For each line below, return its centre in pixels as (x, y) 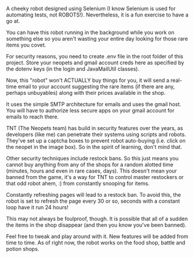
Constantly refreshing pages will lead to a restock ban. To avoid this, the (93, 195)
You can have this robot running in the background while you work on (90, 32)
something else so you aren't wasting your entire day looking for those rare (97, 39)
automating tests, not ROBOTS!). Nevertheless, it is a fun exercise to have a (97, 15)
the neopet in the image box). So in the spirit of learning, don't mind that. (94, 147)
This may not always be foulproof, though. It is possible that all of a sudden (97, 219)
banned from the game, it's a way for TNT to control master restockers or (95, 177)
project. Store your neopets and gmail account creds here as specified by (95, 62)
